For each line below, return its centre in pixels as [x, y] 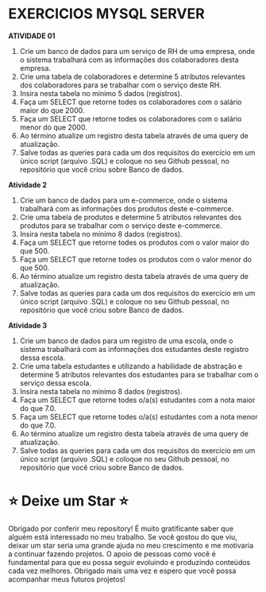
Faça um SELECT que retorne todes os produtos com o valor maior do [135, 242]
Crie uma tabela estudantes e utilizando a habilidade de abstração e [131, 366]
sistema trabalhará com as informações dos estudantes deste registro [134, 349]
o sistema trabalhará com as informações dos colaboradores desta [129, 60]
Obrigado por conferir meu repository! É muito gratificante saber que [121, 528]
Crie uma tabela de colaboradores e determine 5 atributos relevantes [133, 76]
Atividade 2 [28, 184]
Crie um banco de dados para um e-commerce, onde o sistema [123, 200]
